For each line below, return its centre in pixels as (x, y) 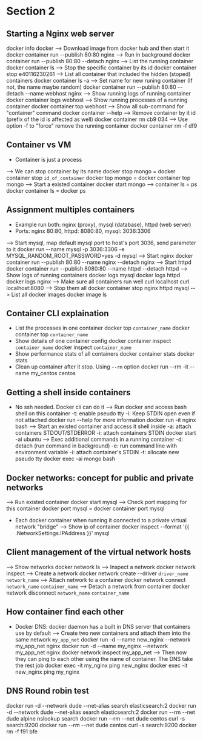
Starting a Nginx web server (60, 34)
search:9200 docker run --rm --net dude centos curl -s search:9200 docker (101, 725)
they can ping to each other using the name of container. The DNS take (104, 659)
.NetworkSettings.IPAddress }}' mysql (62, 533)
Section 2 (31, 11)
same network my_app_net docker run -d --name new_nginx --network (103, 639)
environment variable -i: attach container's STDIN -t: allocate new (97, 452)
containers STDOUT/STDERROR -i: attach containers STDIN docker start (105, 433)
